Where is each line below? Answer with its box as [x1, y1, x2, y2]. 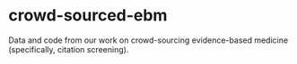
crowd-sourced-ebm [8, 5, 168, 26]
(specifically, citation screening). [8, 44, 129, 54]
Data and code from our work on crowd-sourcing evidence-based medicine [8, 35, 289, 45]
